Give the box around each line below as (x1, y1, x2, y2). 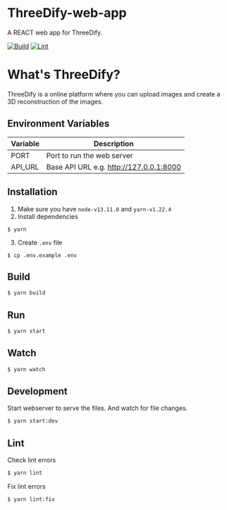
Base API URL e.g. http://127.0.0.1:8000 (46, 162, 181, 172)
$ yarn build (7, 290, 46, 297)
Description (93, 139, 134, 149)
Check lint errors (7, 456, 56, 464)
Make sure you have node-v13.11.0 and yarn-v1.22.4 (17, 204, 171, 213)
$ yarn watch (7, 366, 46, 373)
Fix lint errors (7, 482, 46, 490)
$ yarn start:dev (7, 418, 59, 425)
